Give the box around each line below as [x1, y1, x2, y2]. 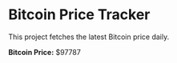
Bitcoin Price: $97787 [8, 47, 82, 57]
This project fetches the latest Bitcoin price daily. [8, 32, 170, 41]
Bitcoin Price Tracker [8, 6, 151, 24]
